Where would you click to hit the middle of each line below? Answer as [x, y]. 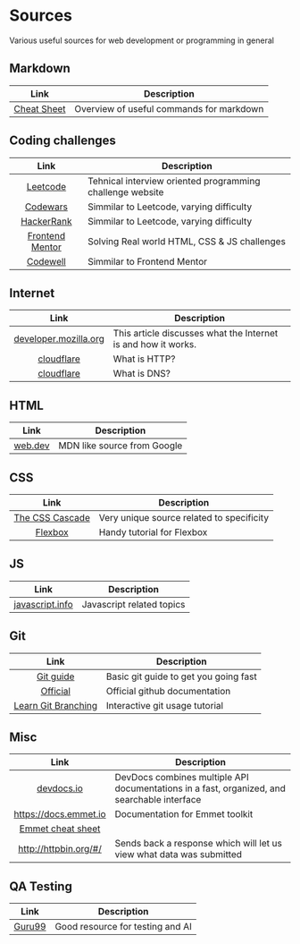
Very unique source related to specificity [184, 518]
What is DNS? [142, 374]
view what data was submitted [179, 855]
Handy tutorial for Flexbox [153, 532]
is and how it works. [154, 344]
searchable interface [158, 800]
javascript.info [43, 604]
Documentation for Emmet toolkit [184, 814]
